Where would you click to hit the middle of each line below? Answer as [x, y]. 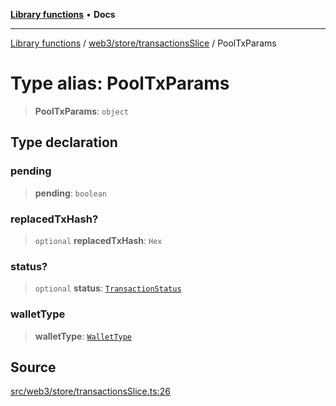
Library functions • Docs [63, 14]
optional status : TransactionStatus [108, 288]
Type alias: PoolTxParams [120, 83]
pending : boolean [70, 193]
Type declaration [64, 142]
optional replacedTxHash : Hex [98, 240]
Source [33, 367]
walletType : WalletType [83, 336]
